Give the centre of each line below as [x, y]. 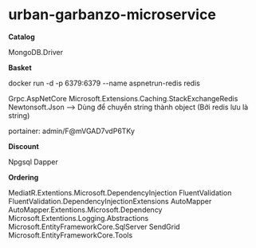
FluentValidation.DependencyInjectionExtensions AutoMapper [110, 201]
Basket [20, 67]
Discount [24, 146]
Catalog [22, 37]
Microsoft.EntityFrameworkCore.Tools [71, 235]
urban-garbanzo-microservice [112, 15]
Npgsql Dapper [33, 162]
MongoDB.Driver [36, 52]
